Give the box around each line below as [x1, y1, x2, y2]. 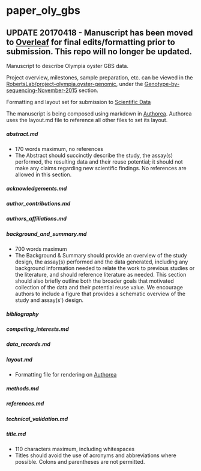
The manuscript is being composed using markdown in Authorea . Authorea [6, 110, 192, 117]
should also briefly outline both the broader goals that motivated [14, 277, 174, 285]
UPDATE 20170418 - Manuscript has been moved [6, 28, 193, 38]
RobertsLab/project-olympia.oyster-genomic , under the [6, 81, 143, 87]
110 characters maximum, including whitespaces [14, 446, 135, 453]
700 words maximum [14, 245, 67, 253]
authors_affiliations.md [6, 215, 67, 223]
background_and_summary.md [6, 230, 87, 238]
